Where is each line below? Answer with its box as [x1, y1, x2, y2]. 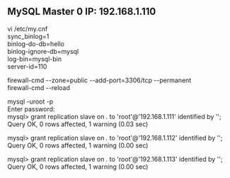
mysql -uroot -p [7, 97, 54, 106]
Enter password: [7, 104, 55, 113]
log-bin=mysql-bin [7, 55, 62, 63]
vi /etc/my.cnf [7, 24, 48, 33]
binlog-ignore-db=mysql [7, 47, 79, 55]
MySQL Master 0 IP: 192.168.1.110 [7, 6, 156, 18]
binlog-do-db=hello [7, 39, 65, 48]
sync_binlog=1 [7, 32, 50, 40]
